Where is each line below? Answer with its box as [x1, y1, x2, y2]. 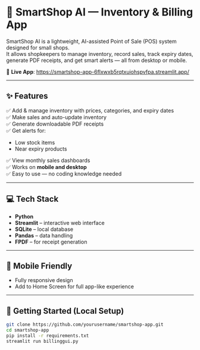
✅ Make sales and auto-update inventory [6, 113, 107, 121]
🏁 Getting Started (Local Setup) [6, 306, 124, 316]
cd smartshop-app [6, 327, 49, 333]
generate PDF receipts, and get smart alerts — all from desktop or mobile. [6, 57, 187, 64]
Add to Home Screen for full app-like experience [14, 283, 134, 290]
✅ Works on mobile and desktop [6, 163, 87, 170]
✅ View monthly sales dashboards [6, 157, 90, 164]
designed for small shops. [6, 44, 70, 51]
